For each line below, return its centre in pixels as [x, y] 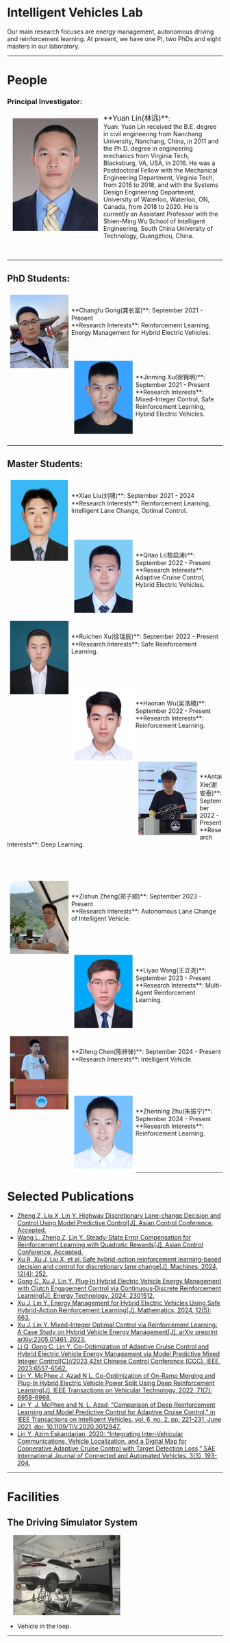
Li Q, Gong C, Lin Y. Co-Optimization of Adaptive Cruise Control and [113, 1346]
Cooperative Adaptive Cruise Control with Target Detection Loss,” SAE [116, 1448]
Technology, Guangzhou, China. [149, 236]
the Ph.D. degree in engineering [148, 149]
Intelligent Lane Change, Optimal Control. [129, 511]
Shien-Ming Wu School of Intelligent [154, 221]
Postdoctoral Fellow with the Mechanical [161, 171]
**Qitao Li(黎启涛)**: [165, 555]
